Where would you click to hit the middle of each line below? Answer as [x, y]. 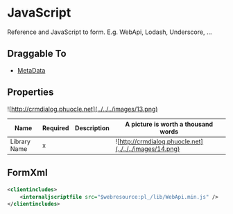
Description [92, 128]
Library [20, 142]
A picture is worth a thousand [169, 124]
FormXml [27, 173]
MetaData [31, 70]
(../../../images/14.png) [148, 149]
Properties [31, 92]
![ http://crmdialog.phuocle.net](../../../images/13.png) [83, 109]
